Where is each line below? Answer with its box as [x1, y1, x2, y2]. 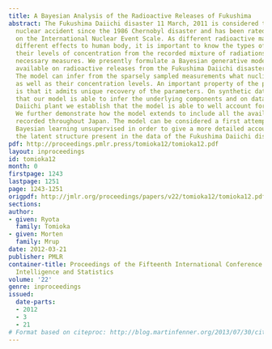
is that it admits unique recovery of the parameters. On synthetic [15, 87, 252, 96]
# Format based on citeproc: [8, 328, 107, 336]
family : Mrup [15, 238, 60, 246]
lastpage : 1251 [8, 177, 60, 186]
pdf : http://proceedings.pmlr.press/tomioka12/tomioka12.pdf [8, 139, 219, 148]
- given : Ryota [8, 215, 60, 223]
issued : [8, 291, 35, 299]
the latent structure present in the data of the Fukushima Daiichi [15, 132, 252, 140]
